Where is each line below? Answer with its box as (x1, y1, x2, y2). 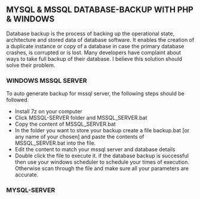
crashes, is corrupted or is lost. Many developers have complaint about (6, 49, 181, 56)
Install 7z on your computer (14, 108, 82, 115)
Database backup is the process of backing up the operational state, (6, 30, 175, 37)
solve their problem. (6, 61, 56, 69)
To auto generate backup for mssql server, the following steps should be (6, 90, 185, 97)
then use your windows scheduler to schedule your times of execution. (14, 158, 190, 166)
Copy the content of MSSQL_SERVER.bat (14, 120, 116, 128)
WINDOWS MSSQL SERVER (6, 76, 87, 85)
